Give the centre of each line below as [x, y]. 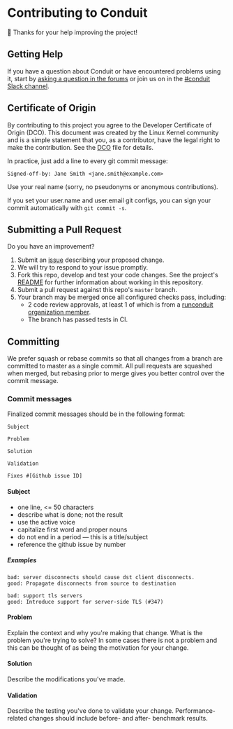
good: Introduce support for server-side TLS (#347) [85, 602]
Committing [33, 341]
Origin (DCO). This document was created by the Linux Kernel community [113, 132]
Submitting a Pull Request [65, 229]
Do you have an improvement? [51, 247]
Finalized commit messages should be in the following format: [96, 414]
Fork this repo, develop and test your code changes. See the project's [118, 275]
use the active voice [46, 522]
